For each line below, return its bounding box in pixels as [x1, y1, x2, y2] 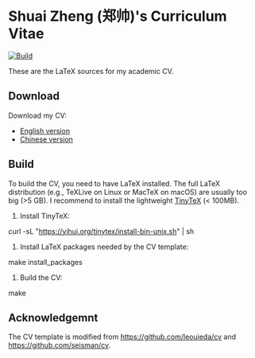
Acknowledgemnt [8, 311, 99, 325]
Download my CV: [8, 111, 68, 120]
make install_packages [8, 257, 83, 267]
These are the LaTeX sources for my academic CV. [8, 66, 174, 76]
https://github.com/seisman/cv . [8, 340, 111, 350]
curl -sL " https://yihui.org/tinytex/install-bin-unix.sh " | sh [8, 226, 195, 235]
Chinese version [19, 134, 74, 144]
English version [19, 126, 70, 135]
